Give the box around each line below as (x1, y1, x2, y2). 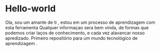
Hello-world (5, 3, 56, 14)
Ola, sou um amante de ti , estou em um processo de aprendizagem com (5, 19, 155, 25)
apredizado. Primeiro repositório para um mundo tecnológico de (5, 35, 138, 41)
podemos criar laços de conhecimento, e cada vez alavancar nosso (5, 30, 145, 36)
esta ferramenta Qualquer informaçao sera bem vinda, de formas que (5, 24, 149, 30)
